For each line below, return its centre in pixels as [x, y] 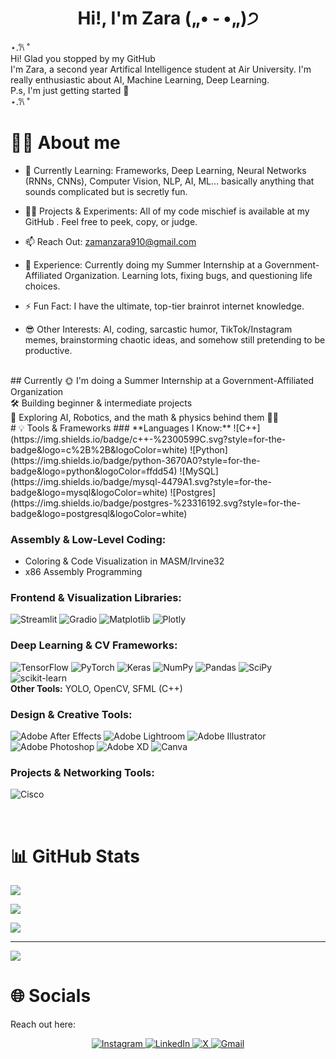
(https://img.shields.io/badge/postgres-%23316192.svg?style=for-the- [156, 503]
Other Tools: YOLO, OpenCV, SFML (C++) [96, 688]
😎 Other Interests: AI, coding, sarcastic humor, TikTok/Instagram [158, 329]
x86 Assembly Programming [83, 572]
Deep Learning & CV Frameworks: [94, 645]
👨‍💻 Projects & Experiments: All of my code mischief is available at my [167, 211]
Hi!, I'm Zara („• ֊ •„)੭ [168, 18]
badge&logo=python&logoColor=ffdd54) [94, 471]
